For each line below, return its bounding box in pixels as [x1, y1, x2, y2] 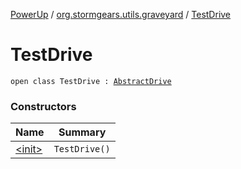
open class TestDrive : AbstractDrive [10, 76, 172, 86]
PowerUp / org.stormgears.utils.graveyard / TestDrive [10, 9, 232, 20]
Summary [58, 125, 107, 139]
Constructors [10, 99, 77, 113]
